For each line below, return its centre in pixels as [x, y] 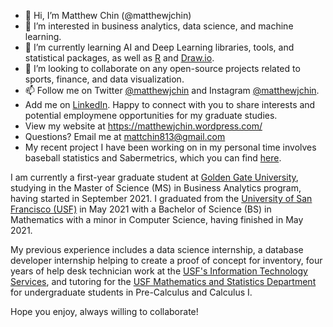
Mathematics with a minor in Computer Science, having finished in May [157, 219]
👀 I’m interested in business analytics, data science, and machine [159, 26]
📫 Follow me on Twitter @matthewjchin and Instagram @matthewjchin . [172, 90]
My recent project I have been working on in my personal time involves [170, 147]
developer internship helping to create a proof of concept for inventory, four [166, 260]
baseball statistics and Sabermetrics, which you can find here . [153, 158]
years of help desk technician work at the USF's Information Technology [159, 271]
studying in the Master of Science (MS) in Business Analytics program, [156, 188]
